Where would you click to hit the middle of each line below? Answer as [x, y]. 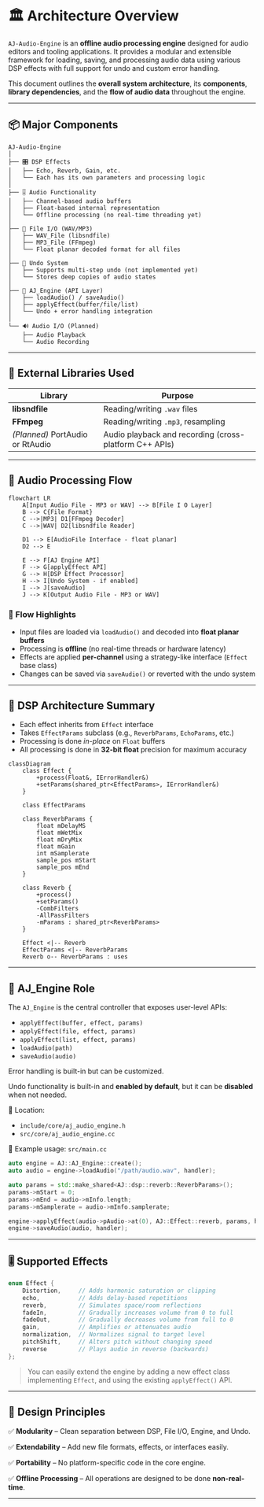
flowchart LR [29, 499]
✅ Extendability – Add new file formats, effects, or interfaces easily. [119, 1446]
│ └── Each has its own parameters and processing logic [107, 177]
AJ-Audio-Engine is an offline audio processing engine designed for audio [128, 43]
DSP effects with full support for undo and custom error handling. [114, 68]
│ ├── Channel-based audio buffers [70, 201]
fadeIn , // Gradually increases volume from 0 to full [128, 1313]
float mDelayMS [61, 826]
